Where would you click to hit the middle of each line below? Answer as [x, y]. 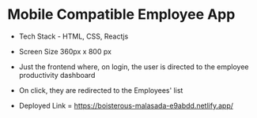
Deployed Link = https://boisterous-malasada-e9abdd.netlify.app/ [126, 105]
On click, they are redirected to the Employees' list [101, 90]
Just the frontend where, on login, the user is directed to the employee [134, 66]
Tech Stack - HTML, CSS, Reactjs [74, 36]
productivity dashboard [57, 75]
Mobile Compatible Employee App [121, 15]
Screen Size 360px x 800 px [65, 51]
